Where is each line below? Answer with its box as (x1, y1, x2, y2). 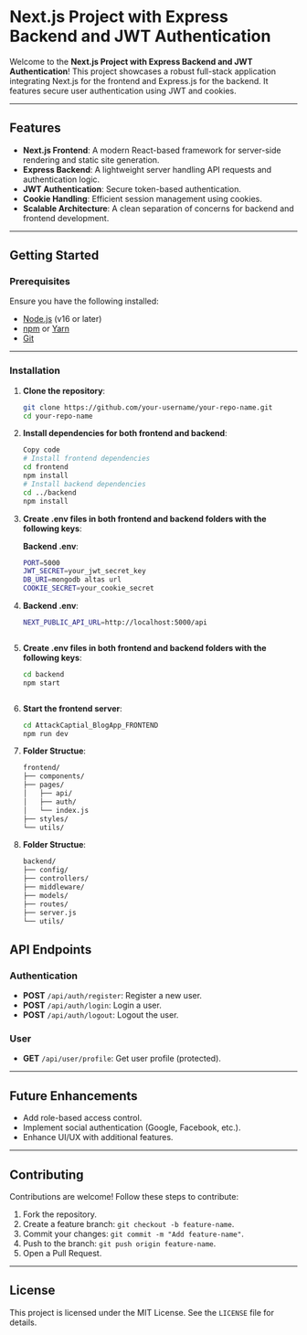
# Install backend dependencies (22, 479, 146, 488)
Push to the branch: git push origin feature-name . (22, 1238, 217, 1249)
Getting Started (9, 248, 100, 263)
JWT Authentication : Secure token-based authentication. (22, 183, 242, 194)
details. (9, 1317, 37, 1328)
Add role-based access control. (22, 1113, 143, 1124)
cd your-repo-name (22, 411, 93, 421)
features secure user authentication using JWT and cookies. (9, 85, 237, 96)
